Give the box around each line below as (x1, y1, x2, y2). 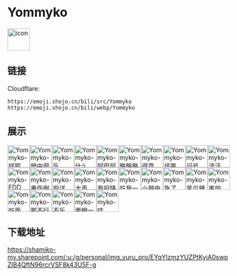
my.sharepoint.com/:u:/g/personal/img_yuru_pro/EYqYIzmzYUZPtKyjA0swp (7, 253, 228, 262)
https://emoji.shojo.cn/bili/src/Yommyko (7, 97, 132, 105)
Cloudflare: (7, 84, 41, 92)
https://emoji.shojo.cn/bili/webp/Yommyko (7, 104, 135, 111)
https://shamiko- (7, 245, 56, 254)
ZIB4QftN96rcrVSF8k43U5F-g (7, 260, 97, 269)
